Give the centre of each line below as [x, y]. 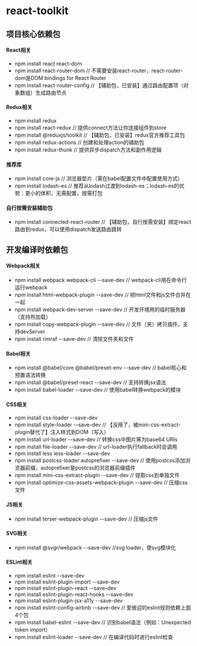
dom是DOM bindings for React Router [61, 78]
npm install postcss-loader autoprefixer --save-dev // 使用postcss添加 [100, 461]
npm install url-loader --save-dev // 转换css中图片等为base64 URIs [96, 439]
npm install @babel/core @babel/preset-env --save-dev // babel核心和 [101, 368]
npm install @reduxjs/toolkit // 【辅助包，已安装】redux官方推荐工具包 [100, 135]
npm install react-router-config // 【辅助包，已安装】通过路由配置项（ [99, 85]
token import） [33, 630]
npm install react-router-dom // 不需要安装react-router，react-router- [99, 70]
